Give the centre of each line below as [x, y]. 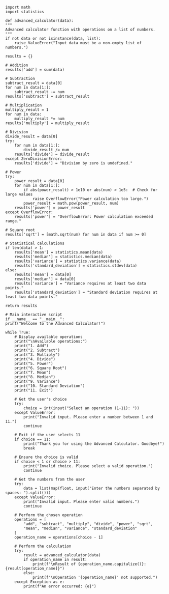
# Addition [17, 65]
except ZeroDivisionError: [34, 159]
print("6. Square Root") [41, 368]
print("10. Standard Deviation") [50, 386]
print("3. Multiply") [37, 355]
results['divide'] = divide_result [52, 154]
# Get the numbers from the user [50, 479]
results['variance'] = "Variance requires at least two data [80, 284]
